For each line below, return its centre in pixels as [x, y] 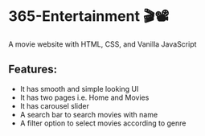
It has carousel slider [55, 105]
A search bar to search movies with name [89, 114]
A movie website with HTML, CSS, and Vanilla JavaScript [102, 44]
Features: [33, 70]
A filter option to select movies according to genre [103, 123]
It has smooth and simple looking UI [79, 89]
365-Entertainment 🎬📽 [89, 16]
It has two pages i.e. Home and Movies [84, 97]
